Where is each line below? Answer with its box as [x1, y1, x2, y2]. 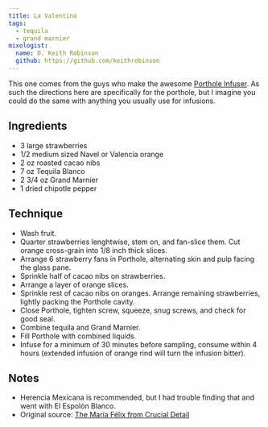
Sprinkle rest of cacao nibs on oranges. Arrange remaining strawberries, [19, 288, 261, 298]
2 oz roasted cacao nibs [19, 158, 101, 168]
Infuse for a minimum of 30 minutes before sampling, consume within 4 [19, 339, 258, 349]
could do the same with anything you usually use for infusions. [8, 96, 216, 106]
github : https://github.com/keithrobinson [15, 57, 160, 65]
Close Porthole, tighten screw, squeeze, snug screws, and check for [19, 305, 246, 315]
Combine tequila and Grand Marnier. [19, 322, 141, 332]
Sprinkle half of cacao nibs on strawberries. [19, 271, 166, 280]
